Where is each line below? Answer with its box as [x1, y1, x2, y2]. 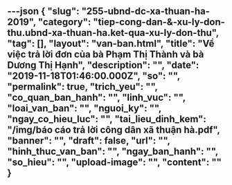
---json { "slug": [7, 6, 80, 17]
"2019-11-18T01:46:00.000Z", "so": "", [7, 70, 180, 82]
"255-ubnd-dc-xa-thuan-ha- [81, 6, 210, 17]
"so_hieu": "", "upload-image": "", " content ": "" [7, 157, 222, 168]
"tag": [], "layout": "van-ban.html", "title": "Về [7, 38, 215, 50]
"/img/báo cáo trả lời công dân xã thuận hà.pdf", [7, 124, 220, 136]
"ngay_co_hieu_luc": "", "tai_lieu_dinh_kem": [7, 113, 206, 125]
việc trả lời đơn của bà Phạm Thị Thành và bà [7, 48, 204, 61]
